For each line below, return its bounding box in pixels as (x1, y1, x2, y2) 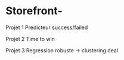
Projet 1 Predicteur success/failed (5, 24, 88, 31)
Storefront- (5, 4, 63, 18)
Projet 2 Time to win (5, 35, 55, 42)
